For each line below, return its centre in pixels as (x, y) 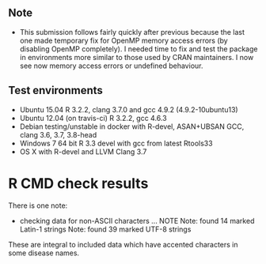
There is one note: (38, 206)
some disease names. (44, 253)
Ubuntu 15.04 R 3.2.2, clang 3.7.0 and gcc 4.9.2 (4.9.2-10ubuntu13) (129, 109)
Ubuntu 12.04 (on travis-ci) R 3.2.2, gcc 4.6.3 (93, 118)
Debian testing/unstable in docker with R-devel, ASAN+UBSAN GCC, (132, 126)
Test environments (55, 91)
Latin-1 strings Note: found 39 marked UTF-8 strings (105, 229)
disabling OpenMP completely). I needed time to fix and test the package (139, 49)
